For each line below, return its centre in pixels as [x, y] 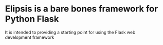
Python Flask [32, 19]
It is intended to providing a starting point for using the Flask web [70, 32]
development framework [30, 37]
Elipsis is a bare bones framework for [81, 9]
